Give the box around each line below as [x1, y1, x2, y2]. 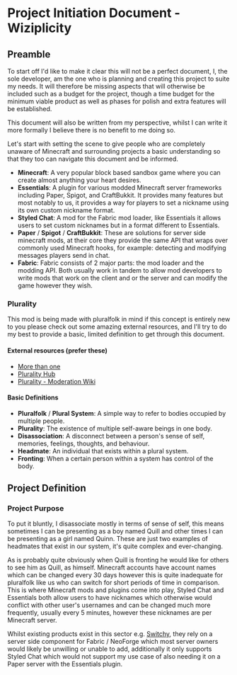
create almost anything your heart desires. [17, 176, 141, 184]
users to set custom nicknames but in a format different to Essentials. [17, 221, 220, 229]
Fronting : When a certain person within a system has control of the [17, 454, 214, 463]
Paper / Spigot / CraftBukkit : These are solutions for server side [17, 229, 207, 237]
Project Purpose [7, 504, 64, 514]
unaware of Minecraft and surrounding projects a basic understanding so [7, 147, 221, 155]
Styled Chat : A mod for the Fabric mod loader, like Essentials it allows [17, 214, 221, 222]
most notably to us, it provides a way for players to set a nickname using [17, 198, 229, 207]
